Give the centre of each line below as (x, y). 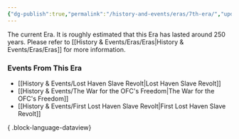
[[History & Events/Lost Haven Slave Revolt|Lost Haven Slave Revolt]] (119, 83)
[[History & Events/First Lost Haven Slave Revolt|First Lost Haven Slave (122, 106)
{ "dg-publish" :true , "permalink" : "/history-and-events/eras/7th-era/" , (114, 14)
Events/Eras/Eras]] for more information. (67, 49)
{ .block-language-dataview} (49, 127)
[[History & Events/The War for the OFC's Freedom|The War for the (116, 91)
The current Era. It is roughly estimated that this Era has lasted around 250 (117, 34)
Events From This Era (45, 68)
